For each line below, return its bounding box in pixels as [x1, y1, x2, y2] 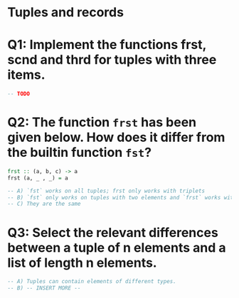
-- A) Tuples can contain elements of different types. [7, 278, 176, 285]
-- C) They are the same [7, 200, 81, 208]
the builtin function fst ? [7, 145, 152, 160]
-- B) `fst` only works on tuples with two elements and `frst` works [7, 194, 221, 201]
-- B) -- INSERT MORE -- [7, 285, 81, 292]
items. [7, 67, 46, 83]
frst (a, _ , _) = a [7, 175, 69, 182]
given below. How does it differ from [7, 129, 225, 145]
